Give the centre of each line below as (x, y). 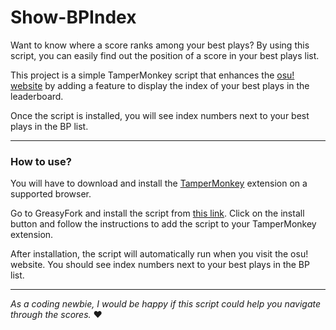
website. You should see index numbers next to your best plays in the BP (160, 265)
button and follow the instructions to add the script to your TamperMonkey (163, 224)
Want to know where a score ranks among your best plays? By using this (160, 45)
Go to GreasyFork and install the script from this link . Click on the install (157, 213)
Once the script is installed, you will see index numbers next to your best (160, 115)
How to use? (41, 161)
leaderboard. (37, 96)
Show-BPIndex (73, 17)
